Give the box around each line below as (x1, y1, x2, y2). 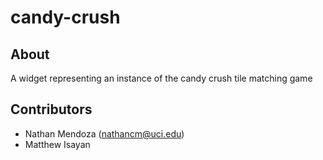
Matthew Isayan (24, 138, 91, 150)
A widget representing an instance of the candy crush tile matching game (10, 72, 313, 84)
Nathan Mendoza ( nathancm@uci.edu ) (24, 127, 185, 140)
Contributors (10, 101, 93, 118)
